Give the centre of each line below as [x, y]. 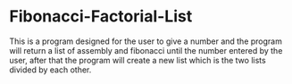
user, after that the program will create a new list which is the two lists [138, 60]
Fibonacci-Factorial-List [101, 17]
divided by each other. [50, 70]
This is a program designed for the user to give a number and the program [146, 41]
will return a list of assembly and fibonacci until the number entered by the [146, 50]
